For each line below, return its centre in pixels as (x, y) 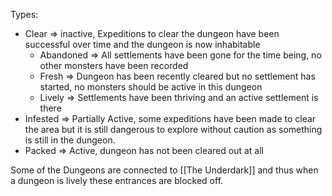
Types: (24, 14)
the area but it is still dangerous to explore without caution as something (173, 129)
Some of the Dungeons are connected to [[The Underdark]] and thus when (164, 170)
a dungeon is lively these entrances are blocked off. (117, 180)
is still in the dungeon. (70, 140)
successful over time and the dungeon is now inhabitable (142, 44)
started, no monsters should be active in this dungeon (151, 87)
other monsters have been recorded (114, 65)
